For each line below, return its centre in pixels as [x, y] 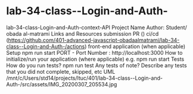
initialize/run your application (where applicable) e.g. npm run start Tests [95, 59]
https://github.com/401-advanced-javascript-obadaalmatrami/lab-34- [94, 40]
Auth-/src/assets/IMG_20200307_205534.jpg [62, 84]
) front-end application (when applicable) [135, 46]
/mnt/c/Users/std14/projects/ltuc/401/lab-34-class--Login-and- [84, 78]
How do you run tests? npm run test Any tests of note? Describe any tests [96, 65]
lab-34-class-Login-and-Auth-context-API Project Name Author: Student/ [97, 27]
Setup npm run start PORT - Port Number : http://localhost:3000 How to [94, 52]
